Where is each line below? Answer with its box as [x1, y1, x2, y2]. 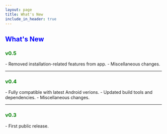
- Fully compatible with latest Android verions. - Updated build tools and [5, 89, 153, 95]
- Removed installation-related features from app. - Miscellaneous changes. [5, 61, 161, 67]
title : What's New [5, 12, 43, 17]
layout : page [5, 7, 32, 12]
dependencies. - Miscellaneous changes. [5, 95, 90, 101]
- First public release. [5, 123, 49, 129]
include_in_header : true [5, 16, 57, 21]
